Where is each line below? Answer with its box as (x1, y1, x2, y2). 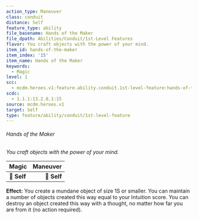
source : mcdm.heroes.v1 (6, 101, 65, 107)
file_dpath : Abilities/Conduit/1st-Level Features (6, 36, 133, 42)
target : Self (6, 107, 38, 113)
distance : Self (6, 19, 44, 25)
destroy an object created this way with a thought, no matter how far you (6, 200, 183, 207)
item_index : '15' (6, 52, 49, 58)
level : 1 (6, 74, 28, 80)
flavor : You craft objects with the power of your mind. (6, 42, 149, 48)
